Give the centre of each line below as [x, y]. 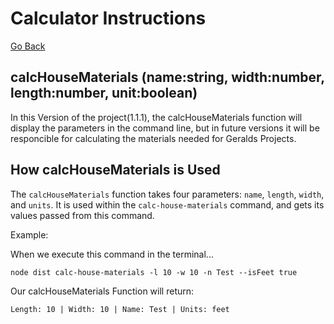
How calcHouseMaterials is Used [115, 170]
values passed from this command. [82, 215]
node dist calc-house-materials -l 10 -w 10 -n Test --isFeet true [154, 272]
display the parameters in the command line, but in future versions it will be [165, 128]
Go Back [28, 46]
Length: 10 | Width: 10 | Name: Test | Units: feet [120, 309]
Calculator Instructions [108, 18]
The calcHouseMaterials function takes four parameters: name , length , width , [167, 194]
